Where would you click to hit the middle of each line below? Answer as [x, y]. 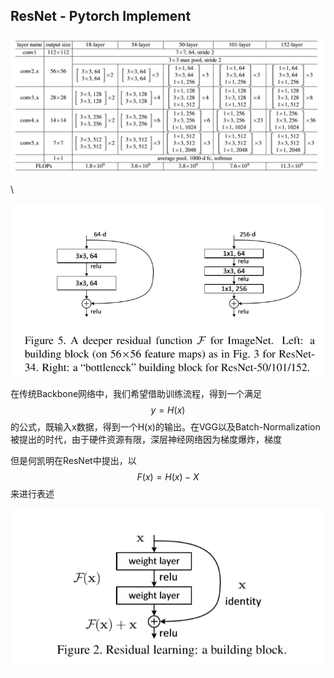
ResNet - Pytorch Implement [101, 16]
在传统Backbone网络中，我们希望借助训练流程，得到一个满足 [136, 393]
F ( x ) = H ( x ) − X [168, 476]
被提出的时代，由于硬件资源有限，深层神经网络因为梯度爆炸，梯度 [146, 439]
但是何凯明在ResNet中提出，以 [73, 460]
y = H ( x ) [168, 410]
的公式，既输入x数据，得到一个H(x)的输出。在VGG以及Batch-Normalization [165, 426]
